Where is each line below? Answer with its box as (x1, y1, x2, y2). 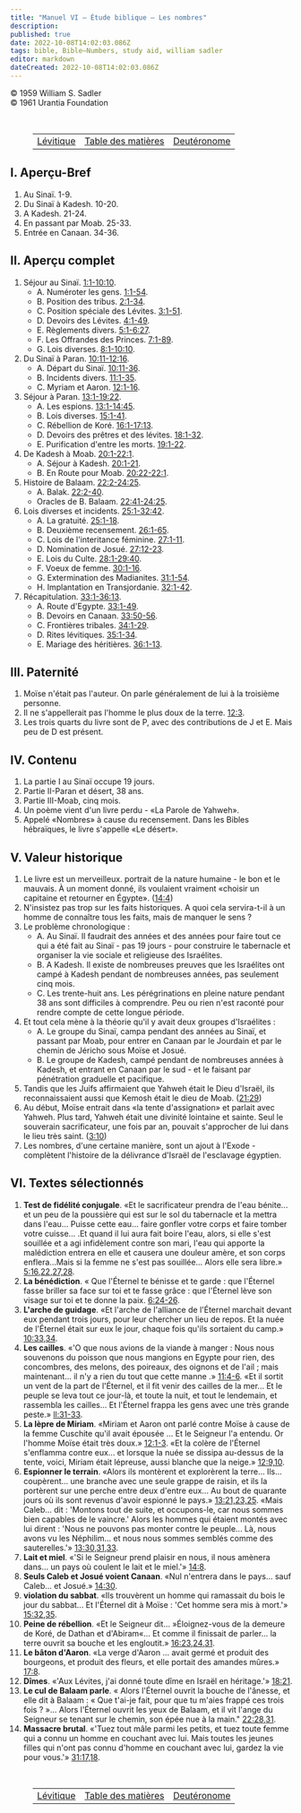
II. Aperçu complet (10, 253, 116, 269)
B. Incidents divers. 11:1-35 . (36, 372, 137, 383)
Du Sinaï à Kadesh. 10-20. (22, 198, 119, 209)
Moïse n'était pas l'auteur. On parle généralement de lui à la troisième (22, 688, 280, 699)
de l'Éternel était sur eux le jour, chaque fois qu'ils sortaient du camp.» (22, 1323, 284, 1334)
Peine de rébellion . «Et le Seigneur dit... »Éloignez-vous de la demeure (22, 1619, 286, 1629)
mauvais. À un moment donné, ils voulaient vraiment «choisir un (22, 883, 260, 894)
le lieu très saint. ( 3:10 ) (22, 1130, 107, 1141)
